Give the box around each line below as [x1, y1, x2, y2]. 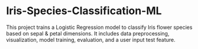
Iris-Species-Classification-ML [6, 4, 162, 18]
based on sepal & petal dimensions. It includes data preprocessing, [6, 30, 170, 37]
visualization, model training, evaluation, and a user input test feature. [6, 36, 176, 43]
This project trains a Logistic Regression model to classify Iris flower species [6, 24, 193, 31]
